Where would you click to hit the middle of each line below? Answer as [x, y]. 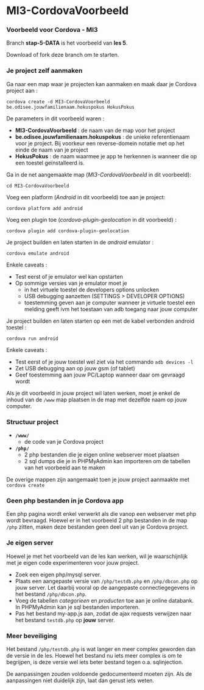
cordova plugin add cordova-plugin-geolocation [68, 231]
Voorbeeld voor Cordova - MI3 [52, 30]
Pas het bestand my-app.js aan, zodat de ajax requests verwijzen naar [103, 613]
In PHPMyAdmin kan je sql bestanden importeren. [77, 607]
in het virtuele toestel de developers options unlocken [92, 289]
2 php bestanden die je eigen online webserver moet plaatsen [102, 455]
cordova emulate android [38, 253]
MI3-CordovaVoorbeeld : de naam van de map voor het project [95, 130]
